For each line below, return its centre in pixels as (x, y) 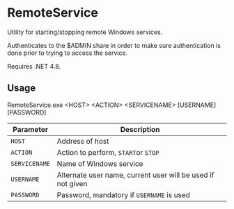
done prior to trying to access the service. (68, 53)
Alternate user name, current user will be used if (135, 175)
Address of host (83, 141)
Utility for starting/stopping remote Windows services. (85, 32)
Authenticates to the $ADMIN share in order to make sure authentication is (114, 45)
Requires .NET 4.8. (34, 66)
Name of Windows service (100, 163)
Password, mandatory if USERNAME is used (123, 194)
